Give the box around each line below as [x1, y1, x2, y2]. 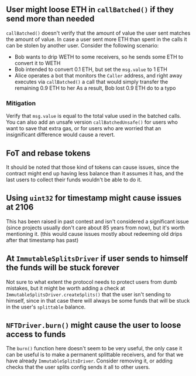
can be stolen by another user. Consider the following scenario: [6, 42, 159, 49]
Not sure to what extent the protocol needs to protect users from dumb [6, 278, 177, 285]
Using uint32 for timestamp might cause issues [6, 193, 182, 203]
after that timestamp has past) [6, 236, 79, 243]
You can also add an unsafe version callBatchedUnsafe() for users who [6, 118, 178, 126]
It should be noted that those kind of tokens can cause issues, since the [6, 164, 180, 171]
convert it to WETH [14, 59, 61, 66]
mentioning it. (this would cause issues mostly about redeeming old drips [6, 230, 183, 237]
